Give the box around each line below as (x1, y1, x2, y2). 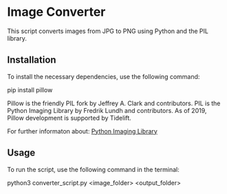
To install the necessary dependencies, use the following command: (7, 72, 200, 80)
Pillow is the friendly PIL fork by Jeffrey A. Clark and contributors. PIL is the (7, 99, 221, 107)
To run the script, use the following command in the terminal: (7, 165, 180, 173)
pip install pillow (7, 85, 53, 94)
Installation (7, 54, 56, 66)
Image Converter (7, 4, 106, 20)
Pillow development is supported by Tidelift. (7, 114, 132, 122)
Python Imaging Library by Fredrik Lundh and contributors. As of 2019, (7, 106, 207, 114)
